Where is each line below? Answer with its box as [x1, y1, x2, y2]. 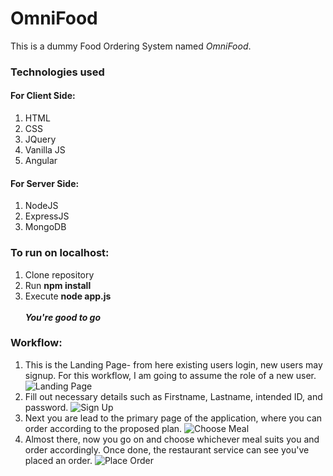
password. [24, 401, 69, 413]
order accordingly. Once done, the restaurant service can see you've [24, 443, 310, 456]
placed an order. [24, 454, 93, 466]
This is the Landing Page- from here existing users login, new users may [24, 358, 323, 371]
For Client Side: [10, 90, 76, 102]
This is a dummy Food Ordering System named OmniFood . [10, 40, 252, 52]
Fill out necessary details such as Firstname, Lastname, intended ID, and [24, 390, 323, 402]
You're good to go [24, 311, 102, 323]
